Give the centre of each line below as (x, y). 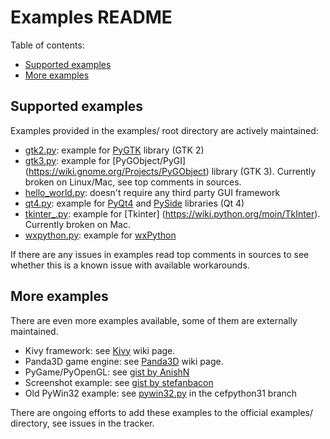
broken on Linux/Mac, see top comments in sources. (133, 182)
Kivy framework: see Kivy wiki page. (100, 350)
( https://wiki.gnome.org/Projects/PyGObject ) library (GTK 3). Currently (170, 171)
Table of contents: (47, 45)
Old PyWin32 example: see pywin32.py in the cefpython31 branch (161, 393)
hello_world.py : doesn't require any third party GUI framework (152, 192)
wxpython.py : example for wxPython (100, 235)
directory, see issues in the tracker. (82, 423)
